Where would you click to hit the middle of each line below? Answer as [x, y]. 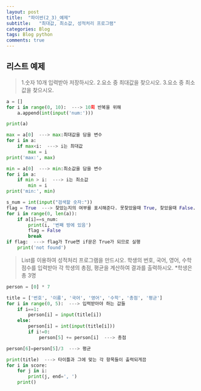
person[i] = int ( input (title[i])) [72, 326]
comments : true [26, 40]
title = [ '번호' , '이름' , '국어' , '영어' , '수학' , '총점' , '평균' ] [84, 298]
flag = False [45, 231]
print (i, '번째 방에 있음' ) [60, 225]
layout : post [23, 12]
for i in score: [27, 365]
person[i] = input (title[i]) [65, 315]
